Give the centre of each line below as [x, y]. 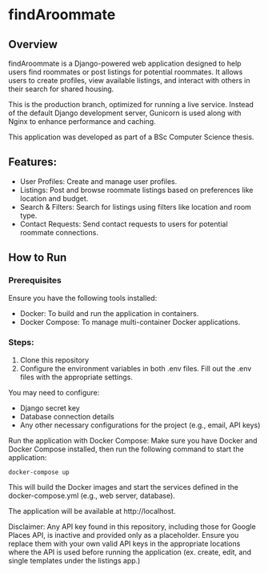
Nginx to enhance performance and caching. [82, 121]
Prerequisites [35, 280]
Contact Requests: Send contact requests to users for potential [124, 224]
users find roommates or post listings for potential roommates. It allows [126, 72]
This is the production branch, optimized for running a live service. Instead [131, 104]
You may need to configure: [54, 392]
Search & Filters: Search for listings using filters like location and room [136, 206]
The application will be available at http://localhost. [92, 511]
